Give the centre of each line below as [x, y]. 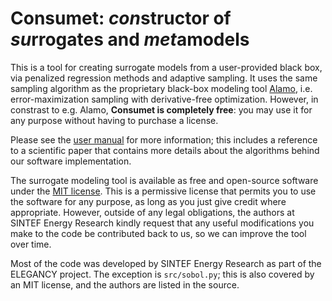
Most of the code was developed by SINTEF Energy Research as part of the [166, 263]
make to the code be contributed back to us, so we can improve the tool [158, 233]
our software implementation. [71, 161]
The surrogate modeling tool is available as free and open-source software [164, 180]
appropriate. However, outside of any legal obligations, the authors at [152, 212]
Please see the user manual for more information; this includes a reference [164, 139]
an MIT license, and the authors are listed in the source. [125, 284]
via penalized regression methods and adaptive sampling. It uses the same [164, 78]
